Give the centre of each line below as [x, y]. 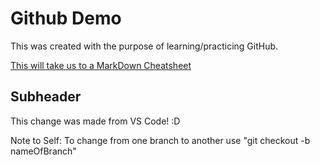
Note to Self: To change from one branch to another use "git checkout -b [160, 140]
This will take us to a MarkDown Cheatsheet [101, 65]
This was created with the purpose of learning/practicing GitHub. [144, 46]
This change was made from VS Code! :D [95, 121]
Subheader [46, 97]
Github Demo [66, 18]
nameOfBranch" [43, 151]
